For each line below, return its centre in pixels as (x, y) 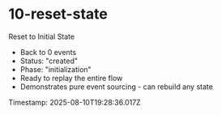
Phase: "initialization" (55, 69)
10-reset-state (58, 14)
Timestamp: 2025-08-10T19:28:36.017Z (75, 102)
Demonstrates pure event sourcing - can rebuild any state (116, 87)
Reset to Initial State (42, 36)
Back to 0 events (48, 52)
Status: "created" (49, 61)
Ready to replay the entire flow (71, 78)
